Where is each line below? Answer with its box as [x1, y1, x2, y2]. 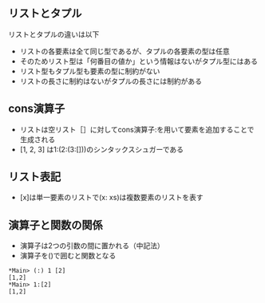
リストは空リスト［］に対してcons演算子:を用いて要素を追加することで [19, 124, 255, 134]
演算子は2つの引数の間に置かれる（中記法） [19, 241, 165, 250]
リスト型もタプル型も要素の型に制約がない [19, 66, 160, 76]
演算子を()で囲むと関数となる [19, 251, 117, 261]
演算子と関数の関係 [8, 218, 103, 232]
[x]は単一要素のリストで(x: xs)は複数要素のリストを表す [19, 193, 204, 203]
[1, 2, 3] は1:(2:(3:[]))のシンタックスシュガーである [19, 144, 184, 154]
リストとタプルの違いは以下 [8, 30, 100, 39]
